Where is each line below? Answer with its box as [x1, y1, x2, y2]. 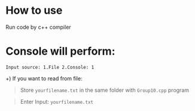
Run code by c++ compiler [5, 23, 71, 31]
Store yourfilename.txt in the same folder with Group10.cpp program [20, 86, 190, 94]
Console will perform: [5, 44, 115, 58]
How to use [5, 4, 63, 17]
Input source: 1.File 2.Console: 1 [5, 64, 95, 70]
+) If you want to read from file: [5, 74, 83, 82]
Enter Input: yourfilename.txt [20, 98, 94, 105]
